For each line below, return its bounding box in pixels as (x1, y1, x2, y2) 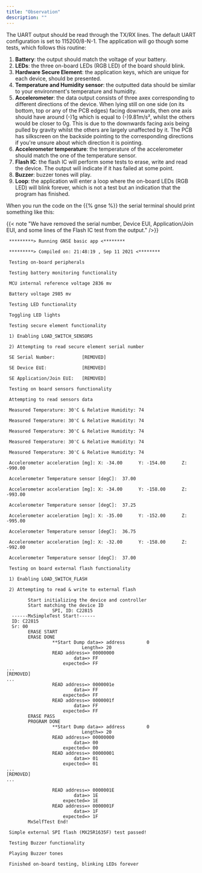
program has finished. (14, 190, 70, 197)
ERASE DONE (28, 634, 55, 640)
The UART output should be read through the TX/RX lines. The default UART (6, 31, 196, 38)
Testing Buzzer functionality (8, 840, 85, 846)
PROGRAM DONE (28, 719, 61, 725)
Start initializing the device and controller (28, 597, 147, 603)
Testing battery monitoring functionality (8, 270, 118, 276)
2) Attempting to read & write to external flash (8, 586, 136, 592)
